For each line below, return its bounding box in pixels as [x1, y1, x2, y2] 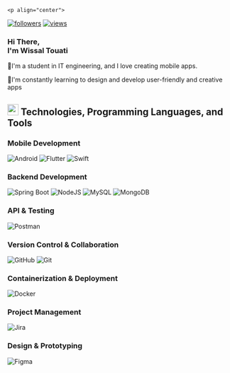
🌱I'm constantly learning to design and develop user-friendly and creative [7, 75, 223, 84]
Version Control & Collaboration [7, 240, 119, 250]
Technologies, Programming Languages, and [20, 106, 224, 118]
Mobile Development [7, 138, 81, 148]
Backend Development [7, 172, 87, 182]
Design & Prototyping [7, 341, 83, 351]
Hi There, [7, 36, 40, 46]
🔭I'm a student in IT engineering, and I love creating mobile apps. [7, 62, 197, 70]
